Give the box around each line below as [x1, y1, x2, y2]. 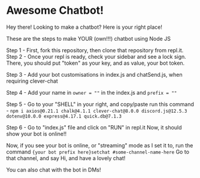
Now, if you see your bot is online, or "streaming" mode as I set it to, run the [6, 141, 193, 149]
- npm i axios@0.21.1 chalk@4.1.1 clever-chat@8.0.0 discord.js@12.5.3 [6, 107, 187, 114]
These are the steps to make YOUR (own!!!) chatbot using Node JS [6, 35, 171, 42]
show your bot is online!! [6, 130, 67, 137]
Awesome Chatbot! [6, 4, 104, 17]
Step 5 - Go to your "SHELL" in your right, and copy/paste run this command [6, 100, 195, 108]
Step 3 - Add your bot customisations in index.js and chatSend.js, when [6, 71, 183, 78]
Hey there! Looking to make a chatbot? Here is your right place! [6, 23, 163, 31]
